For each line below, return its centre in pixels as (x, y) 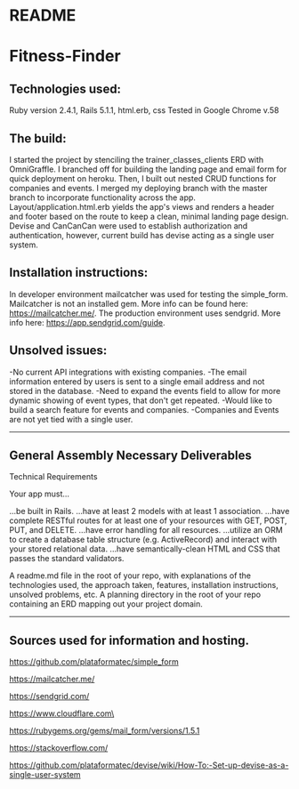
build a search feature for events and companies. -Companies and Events (144, 409)
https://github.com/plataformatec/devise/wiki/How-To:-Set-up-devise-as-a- (149, 765)
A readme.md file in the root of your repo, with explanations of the (130, 576)
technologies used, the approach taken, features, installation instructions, (144, 585)
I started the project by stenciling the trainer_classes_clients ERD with (137, 160)
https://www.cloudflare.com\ (62, 713)
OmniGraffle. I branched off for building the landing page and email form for (148, 169)
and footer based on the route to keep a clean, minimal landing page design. (149, 216)
